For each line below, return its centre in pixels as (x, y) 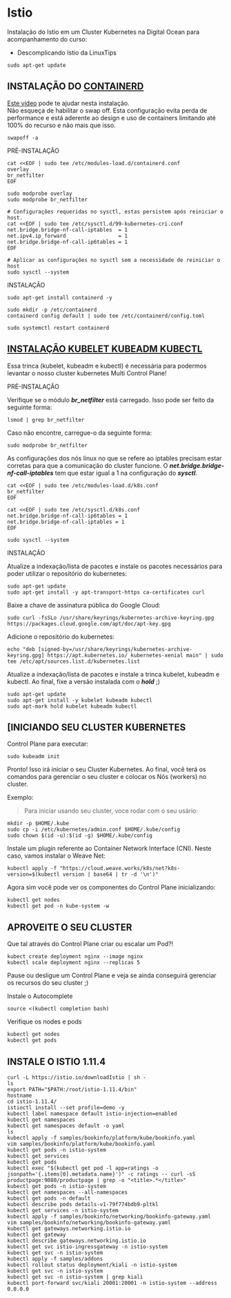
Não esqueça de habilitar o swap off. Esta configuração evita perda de (107, 110)
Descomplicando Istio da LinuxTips (67, 53)
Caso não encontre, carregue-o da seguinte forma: (80, 433)
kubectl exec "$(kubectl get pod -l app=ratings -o (83, 1168)
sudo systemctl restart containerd (58, 328)
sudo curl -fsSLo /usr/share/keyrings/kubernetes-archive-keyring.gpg (111, 618)
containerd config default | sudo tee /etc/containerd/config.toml (106, 316)
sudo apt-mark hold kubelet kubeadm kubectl (72, 706)
